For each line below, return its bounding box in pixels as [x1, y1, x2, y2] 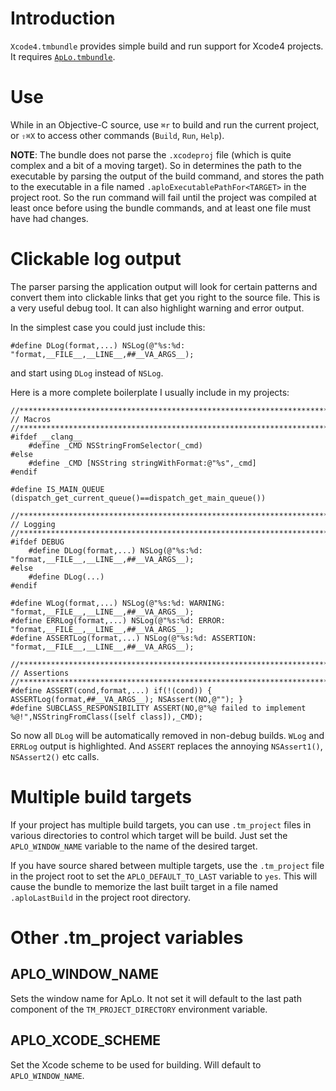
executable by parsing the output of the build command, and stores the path [10, 170, 325, 182]
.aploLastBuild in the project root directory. [10, 891, 191, 903]
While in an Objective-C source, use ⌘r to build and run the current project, [10, 118, 320, 131]
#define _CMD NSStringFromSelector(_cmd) [28, 440, 203, 451]
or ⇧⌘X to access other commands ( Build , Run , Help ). [10, 129, 225, 141]
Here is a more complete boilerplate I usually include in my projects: [10, 386, 290, 398]
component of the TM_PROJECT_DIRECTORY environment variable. [10, 1003, 268, 1015]
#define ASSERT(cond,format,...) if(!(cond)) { [10, 685, 213, 696]
